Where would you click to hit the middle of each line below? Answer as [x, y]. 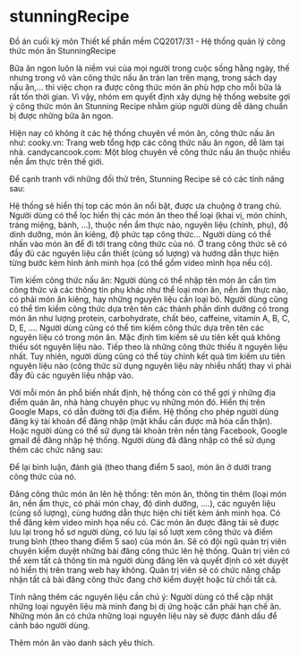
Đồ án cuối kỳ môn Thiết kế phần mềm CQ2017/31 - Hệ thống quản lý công [148, 41]
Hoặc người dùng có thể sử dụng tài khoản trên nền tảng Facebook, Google [149, 431]
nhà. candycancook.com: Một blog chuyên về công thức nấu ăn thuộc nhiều [150, 152]
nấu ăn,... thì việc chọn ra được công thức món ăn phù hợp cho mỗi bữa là [145, 87]
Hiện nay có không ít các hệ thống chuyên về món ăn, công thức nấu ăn [142, 132]
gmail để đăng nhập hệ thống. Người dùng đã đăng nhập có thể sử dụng [142, 439]
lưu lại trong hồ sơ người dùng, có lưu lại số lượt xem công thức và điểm [141, 532]
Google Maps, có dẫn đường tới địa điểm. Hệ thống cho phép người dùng [144, 411]
